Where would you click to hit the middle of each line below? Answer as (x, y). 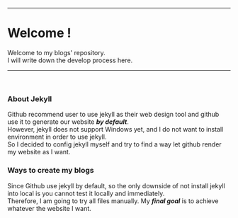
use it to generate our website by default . (68, 122)
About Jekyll (30, 98)
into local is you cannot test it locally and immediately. (86, 193)
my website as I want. (39, 152)
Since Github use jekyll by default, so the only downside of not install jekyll (116, 185)
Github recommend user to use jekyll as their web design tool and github (113, 115)
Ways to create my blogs (51, 171)
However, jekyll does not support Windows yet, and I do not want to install (115, 130)
